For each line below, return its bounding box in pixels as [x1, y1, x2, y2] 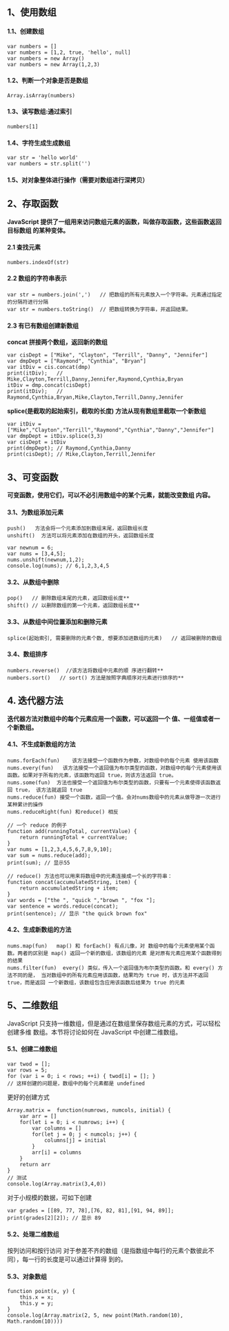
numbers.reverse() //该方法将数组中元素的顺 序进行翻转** [7, 667, 164, 674]
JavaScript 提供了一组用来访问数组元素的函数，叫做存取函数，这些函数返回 [7, 217, 222, 226]
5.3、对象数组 [7, 1272, 47, 1281]
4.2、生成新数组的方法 [7, 925, 72, 934]
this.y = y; [19, 1300, 54, 1307]
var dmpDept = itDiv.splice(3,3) [7, 433, 103, 440]
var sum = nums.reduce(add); [7, 852, 91, 859]
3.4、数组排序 [7, 650, 48, 659]
